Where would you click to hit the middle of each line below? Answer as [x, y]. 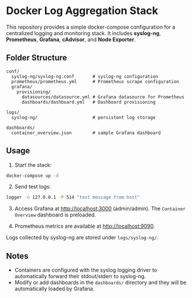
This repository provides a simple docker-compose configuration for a [91, 27]
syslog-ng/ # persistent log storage [84, 117]
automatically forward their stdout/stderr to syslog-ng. [80, 276]
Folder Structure [37, 58]
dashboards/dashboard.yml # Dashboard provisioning [89, 102]
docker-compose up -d [32, 176]
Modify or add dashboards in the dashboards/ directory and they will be [100, 283]
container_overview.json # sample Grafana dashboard [86, 133]
